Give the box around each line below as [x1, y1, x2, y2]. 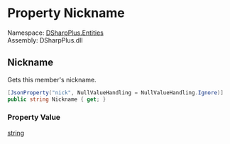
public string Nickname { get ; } [7, 96, 106, 103]
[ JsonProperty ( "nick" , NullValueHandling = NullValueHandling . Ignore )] [7, 89, 224, 96]
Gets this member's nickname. [7, 75, 97, 84]
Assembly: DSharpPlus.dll [7, 35, 83, 44]
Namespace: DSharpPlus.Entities [7, 28, 104, 37]
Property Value [7, 112, 61, 122]
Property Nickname [7, 5, 126, 21]
